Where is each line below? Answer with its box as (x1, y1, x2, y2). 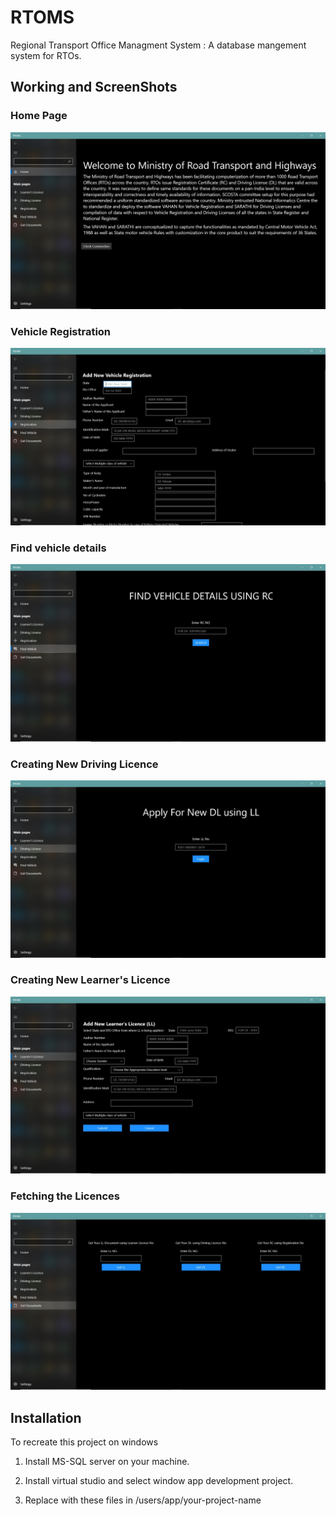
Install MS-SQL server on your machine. (24, 1455, 190, 1467)
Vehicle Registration (10, 325, 112, 339)
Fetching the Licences (10, 1189, 120, 1203)
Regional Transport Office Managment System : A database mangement (10, 39, 307, 51)
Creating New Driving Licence (10, 757, 159, 771)
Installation (10, 1409, 82, 1426)
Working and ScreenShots (10, 79, 178, 96)
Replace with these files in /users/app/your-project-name (24, 1494, 262, 1506)
